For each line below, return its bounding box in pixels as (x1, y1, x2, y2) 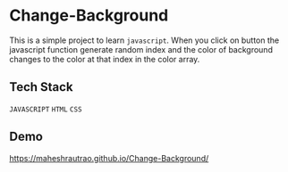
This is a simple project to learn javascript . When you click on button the (9, 35, 280, 45)
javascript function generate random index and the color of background (9, 44, 273, 54)
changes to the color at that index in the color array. (9, 53, 200, 64)
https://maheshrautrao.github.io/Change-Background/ (9, 152, 209, 163)
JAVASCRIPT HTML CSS (9, 104, 82, 114)
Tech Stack (9, 79, 73, 94)
